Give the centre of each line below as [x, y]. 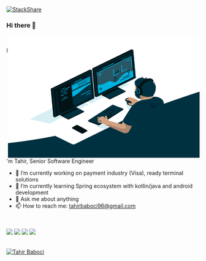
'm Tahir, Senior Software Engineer [50, 161]
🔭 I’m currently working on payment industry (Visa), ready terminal [99, 173]
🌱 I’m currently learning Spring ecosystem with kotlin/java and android [104, 186]
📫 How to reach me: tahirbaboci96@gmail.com [75, 206]
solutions [27, 180]
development [32, 192]
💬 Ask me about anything [47, 199]
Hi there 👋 [21, 25]
